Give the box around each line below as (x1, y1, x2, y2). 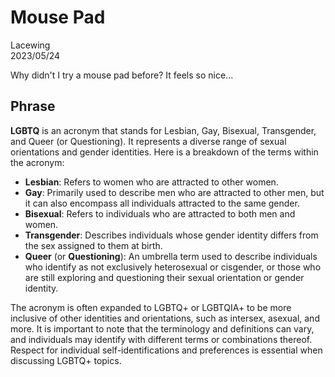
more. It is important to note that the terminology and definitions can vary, (10, 322, 315, 335)
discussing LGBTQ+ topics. (10, 354, 122, 366)
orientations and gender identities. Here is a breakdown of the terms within (10, 146, 319, 158)
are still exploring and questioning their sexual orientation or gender (24, 271, 305, 283)
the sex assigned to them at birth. (24, 239, 163, 251)
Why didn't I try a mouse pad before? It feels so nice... (10, 69, 234, 81)
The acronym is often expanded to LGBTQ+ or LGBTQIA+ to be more (10, 301, 292, 313)
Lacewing (10, 39, 51, 51)
